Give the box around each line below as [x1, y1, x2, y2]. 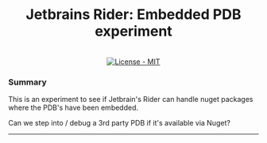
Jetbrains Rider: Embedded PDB [25, 6, 242, 24]
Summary [8, 77, 48, 88]
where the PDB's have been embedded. [8, 103, 139, 112]
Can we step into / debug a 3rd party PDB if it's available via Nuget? [8, 119, 230, 128]
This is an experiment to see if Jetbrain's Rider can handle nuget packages [8, 95, 253, 104]
